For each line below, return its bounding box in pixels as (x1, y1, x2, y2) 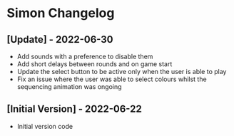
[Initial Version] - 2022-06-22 (6, 103, 142, 115)
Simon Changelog (6, 5, 115, 21)
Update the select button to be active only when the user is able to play (16, 68, 227, 75)
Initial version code (16, 122, 73, 130)
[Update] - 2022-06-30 (6, 33, 113, 46)
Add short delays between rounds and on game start (16, 60, 173, 68)
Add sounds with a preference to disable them (16, 52, 153, 61)
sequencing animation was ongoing (16, 83, 122, 90)
